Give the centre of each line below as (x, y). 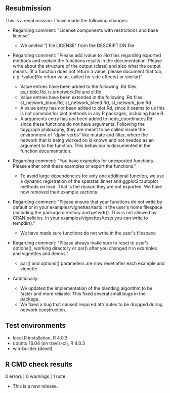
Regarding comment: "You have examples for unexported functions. (83, 161)
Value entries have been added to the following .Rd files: (79, 86)
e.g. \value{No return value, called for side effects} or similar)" (77, 77)
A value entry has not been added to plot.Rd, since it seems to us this (92, 108)
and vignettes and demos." (41, 253)
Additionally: (26, 278)
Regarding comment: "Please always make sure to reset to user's (80, 242)
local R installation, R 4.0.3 (40, 337)
